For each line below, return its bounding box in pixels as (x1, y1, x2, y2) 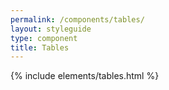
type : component (10, 33, 78, 43)
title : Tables (10, 42, 70, 53)
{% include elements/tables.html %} (10, 70, 160, 82)
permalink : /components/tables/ (10, 14, 145, 25)
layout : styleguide (10, 24, 92, 34)
